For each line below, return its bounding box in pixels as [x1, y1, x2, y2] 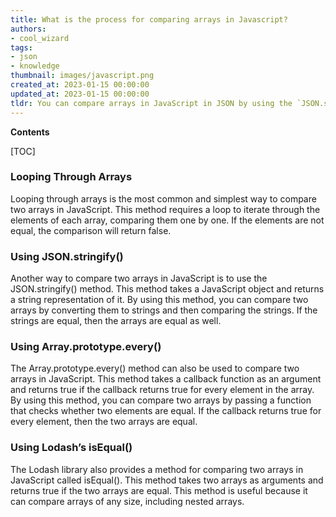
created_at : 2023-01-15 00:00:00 [10, 80, 150, 90]
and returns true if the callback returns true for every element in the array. [10, 384, 315, 396]
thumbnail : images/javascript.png [10, 71, 155, 81]
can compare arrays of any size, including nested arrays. [10, 495, 245, 507]
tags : [10, 42, 33, 53]
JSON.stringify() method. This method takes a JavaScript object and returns [10, 283, 325, 295]
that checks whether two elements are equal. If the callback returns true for [10, 405, 322, 417]
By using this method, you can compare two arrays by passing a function [10, 394, 312, 406]
